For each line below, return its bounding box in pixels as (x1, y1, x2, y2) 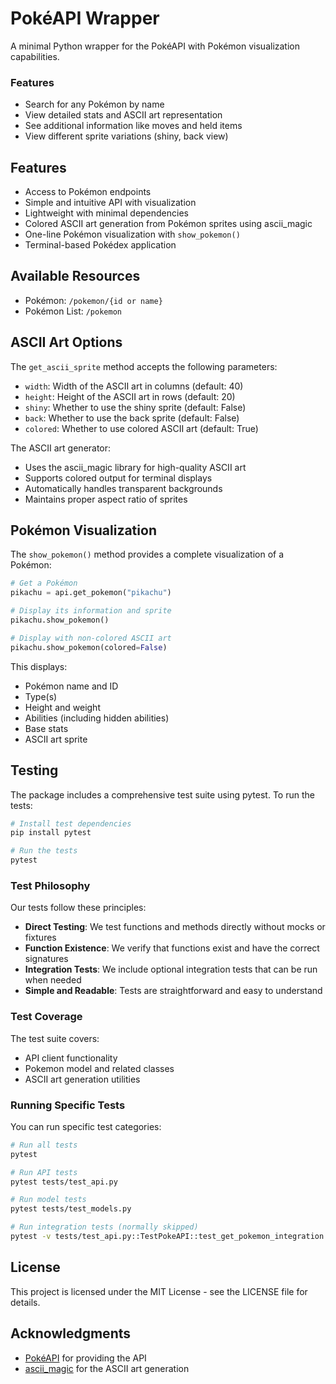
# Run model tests (10, 1195, 87, 1205)
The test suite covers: (10, 1032, 100, 1044)
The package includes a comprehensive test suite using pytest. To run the (10, 788, 315, 801)
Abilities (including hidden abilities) (24, 712, 170, 724)
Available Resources (10, 268, 141, 285)
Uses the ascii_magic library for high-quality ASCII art (24, 461, 247, 473)
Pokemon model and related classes (24, 1062, 175, 1074)
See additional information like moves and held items (24, 120, 243, 132)
